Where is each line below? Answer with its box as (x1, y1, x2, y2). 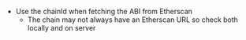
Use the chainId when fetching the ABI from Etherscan (15, 7, 193, 16)
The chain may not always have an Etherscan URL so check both (27, 15, 239, 24)
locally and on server (27, 24, 96, 32)
